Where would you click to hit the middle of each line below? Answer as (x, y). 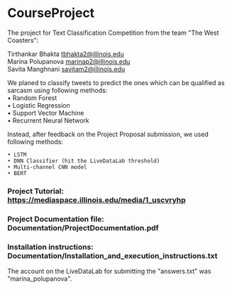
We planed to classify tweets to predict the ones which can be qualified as (116, 82)
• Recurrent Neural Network (49, 120)
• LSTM (17, 155)
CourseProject (51, 13)
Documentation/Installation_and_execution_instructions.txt (112, 255)
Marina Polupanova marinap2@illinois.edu (69, 61)
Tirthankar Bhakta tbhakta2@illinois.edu (66, 54)
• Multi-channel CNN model (47, 167)
